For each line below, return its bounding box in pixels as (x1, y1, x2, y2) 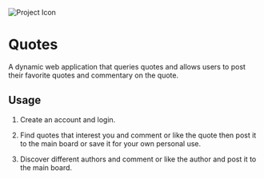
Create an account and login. (19, 114, 116, 124)
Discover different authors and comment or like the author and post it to (19, 154, 257, 164)
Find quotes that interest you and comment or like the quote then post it (19, 130, 257, 140)
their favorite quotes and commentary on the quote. (8, 70, 178, 80)
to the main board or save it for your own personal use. (19, 138, 202, 148)
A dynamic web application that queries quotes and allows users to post (8, 62, 246, 71)
